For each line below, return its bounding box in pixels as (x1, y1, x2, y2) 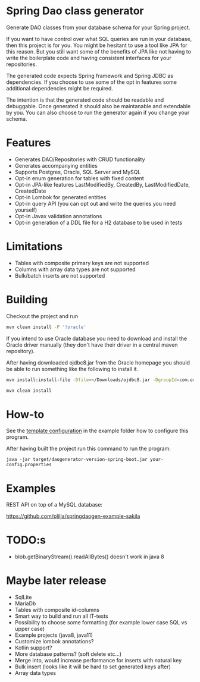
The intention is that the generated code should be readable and (6, 96, 164, 103)
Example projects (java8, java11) (14, 631, 93, 639)
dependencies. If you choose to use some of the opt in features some (6, 78, 177, 86)
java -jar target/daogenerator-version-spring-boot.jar (6, 457, 148, 463)
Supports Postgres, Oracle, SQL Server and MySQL (14, 168, 141, 175)
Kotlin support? (14, 644, 52, 652)
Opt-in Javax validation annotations (14, 212, 102, 219)
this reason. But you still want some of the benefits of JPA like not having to (6, 48, 192, 55)
